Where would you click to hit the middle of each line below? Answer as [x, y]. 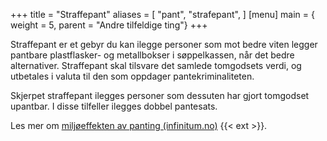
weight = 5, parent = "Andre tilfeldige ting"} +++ [109, 25]
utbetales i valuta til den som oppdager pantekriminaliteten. [132, 76]
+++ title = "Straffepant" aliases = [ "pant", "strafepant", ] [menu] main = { [162, 14]
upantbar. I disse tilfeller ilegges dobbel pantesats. [114, 106]
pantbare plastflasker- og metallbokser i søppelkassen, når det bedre [152, 55]
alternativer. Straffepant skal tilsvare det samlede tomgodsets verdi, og [156, 65]
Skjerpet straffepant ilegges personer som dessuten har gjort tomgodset [160, 95]
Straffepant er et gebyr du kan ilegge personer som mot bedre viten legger [164, 44]
